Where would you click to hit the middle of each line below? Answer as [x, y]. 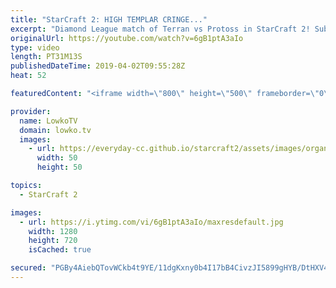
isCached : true [60, 250]
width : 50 [57, 158]
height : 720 [53, 241]
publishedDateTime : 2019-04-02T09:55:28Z [98, 66]
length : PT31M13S [46, 57]
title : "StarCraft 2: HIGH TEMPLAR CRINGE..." [109, 19]
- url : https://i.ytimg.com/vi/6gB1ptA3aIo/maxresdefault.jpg [151, 222]
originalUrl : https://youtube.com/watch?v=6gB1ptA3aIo [127, 38]
